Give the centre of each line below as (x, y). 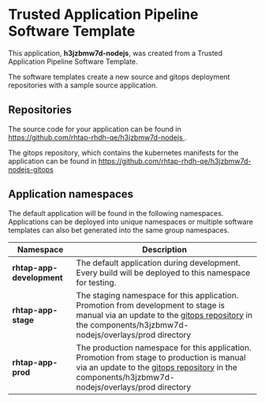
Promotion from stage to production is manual (161, 357)
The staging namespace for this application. (157, 295)
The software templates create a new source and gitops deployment (119, 76)
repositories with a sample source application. (83, 85)
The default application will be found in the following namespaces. (116, 213)
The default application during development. (158, 263)
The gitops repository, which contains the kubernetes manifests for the (123, 152)
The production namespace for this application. (164, 347)
